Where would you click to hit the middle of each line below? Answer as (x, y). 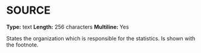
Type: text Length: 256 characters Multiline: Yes (68, 27)
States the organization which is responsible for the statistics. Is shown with (101, 38)
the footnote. (22, 45)
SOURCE (28, 10)
